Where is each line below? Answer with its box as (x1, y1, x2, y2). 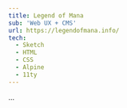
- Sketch (15, 41, 45, 49)
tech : (8, 33, 26, 42)
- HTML (15, 48, 38, 56)
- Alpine (15, 64, 45, 71)
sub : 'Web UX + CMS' (8, 19, 77, 27)
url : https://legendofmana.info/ (8, 26, 120, 34)
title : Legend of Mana (8, 11, 84, 20)
